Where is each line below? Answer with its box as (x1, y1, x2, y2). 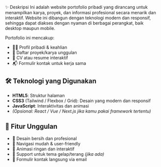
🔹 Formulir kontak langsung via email (12, 156, 87, 162)
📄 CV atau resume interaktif (12, 55, 68, 60)
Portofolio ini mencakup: (5, 35, 55, 41)
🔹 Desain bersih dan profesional (12, 135, 77, 141)
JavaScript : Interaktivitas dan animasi (12, 103, 89, 109)
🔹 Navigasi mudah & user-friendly (12, 140, 80, 146)
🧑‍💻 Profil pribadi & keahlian (12, 44, 67, 50)
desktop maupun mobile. (5, 26, 55, 31)
